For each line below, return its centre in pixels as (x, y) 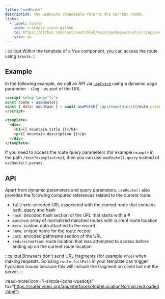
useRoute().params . (25, 163)
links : (12, 19)
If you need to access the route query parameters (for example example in (79, 152)
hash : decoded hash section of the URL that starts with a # (71, 215)
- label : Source (26, 23)
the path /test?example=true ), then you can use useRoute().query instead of (82, 158)
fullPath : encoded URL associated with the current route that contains (84, 205)
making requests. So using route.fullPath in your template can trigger (77, 261)
